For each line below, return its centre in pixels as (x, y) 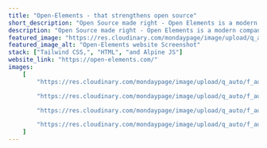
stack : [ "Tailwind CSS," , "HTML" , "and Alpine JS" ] (95, 52)
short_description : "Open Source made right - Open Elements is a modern (133, 23)
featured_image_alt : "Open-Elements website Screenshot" (104, 45)
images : (21, 67)
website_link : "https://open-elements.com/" (83, 60)
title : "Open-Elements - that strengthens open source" (103, 15)
